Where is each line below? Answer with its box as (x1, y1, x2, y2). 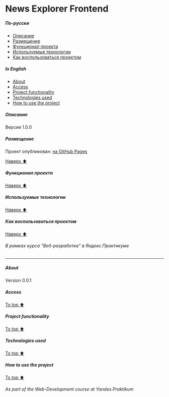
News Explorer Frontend (5, 3, 109, 15)
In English (5, 66, 27, 72)
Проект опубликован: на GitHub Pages (5, 148, 88, 154)
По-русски (5, 20, 29, 26)
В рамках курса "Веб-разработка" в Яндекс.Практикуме (5, 243, 129, 249)
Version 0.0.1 (5, 277, 32, 283)
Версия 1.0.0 (5, 124, 32, 130)
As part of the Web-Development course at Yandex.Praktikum (5, 386, 134, 392)
